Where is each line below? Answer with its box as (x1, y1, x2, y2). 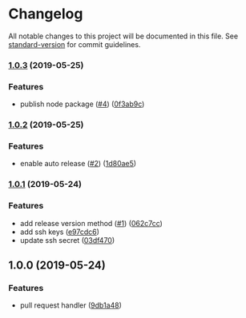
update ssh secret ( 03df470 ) (19, 235, 115, 244)
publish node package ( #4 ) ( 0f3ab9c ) (19, 99, 145, 109)
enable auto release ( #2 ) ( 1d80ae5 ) (19, 159, 137, 169)
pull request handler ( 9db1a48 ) (19, 300, 123, 310)
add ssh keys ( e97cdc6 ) (19, 227, 100, 237)
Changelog (8, 5, 83, 23)
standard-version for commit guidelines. (8, 39, 141, 49)
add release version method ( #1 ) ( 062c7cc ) (19, 218, 163, 228)
